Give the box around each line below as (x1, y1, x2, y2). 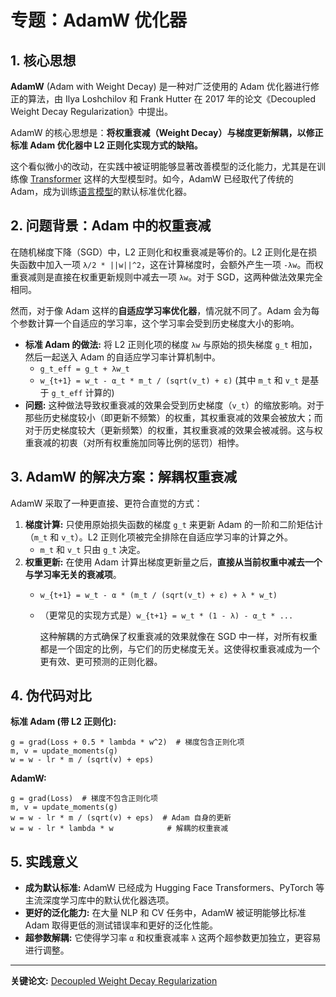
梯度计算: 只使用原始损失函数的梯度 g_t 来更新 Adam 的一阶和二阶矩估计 (24, 518, 324, 530)
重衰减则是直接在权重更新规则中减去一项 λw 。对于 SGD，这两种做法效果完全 (10, 271, 323, 283)
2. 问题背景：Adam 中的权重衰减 (10, 217, 212, 235)
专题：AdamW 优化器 (10, 9, 187, 32)
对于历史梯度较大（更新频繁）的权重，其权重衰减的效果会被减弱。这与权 (24, 424, 323, 436)
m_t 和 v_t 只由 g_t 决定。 (39, 543, 146, 555)
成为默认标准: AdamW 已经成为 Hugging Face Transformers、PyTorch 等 (24, 882, 325, 894)
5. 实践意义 (10, 853, 78, 870)
